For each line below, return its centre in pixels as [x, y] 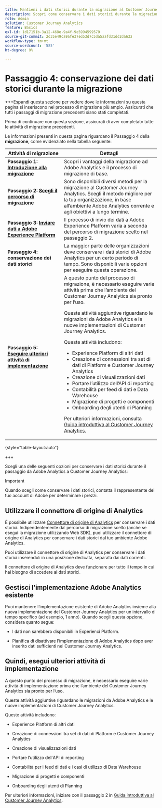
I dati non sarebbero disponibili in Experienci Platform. [66, 631]
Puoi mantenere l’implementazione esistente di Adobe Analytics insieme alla [81, 607]
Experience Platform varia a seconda [106, 226]
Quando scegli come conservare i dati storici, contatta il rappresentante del [80, 490]
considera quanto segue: [30, 622]
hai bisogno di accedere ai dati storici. [43, 572]
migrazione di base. [86, 174]
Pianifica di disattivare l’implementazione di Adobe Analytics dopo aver [82, 641]
